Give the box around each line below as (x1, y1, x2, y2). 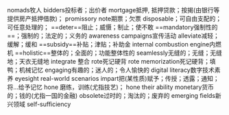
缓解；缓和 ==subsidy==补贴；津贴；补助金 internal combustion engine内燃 (7, 40, 221, 48)
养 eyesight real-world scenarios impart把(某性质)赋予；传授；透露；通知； (7, 75, 219, 82)
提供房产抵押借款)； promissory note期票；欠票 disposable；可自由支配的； (7, 14, 222, 23)
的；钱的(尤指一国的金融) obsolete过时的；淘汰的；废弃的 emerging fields (7, 92, 216, 99)
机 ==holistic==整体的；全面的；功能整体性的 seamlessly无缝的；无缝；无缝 (7, 49, 223, 57)
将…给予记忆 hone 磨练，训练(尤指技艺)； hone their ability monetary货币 (7, 83, 215, 91)
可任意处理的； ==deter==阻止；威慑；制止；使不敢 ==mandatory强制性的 (7, 23, 218, 31)
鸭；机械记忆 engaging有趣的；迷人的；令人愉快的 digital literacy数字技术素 (7, 66, 221, 74)
